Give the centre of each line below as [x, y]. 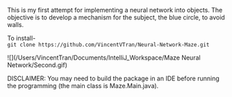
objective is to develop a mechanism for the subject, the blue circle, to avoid [116, 17]
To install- [22, 38]
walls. [16, 25]
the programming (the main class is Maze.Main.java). [83, 86]
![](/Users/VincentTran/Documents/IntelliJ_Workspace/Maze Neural [104, 58]
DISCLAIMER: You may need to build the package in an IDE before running [114, 78]
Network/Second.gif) [37, 65]
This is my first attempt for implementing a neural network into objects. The [115, 10]
